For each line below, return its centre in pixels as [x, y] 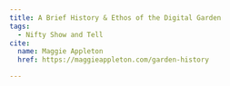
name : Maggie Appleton [60, 52]
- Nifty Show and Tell [60, 34]
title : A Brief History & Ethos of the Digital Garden [115, 18]
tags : [20, 26]
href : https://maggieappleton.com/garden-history [113, 60]
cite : [20, 43]
